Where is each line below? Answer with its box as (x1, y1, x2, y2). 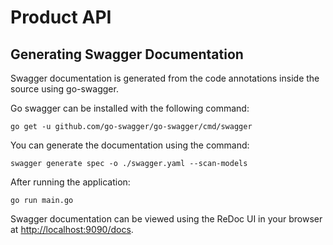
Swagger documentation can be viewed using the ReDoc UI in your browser (10, 213, 323, 225)
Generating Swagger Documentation (10, 46, 244, 63)
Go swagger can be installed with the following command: (10, 102, 250, 114)
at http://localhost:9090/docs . (10, 224, 134, 235)
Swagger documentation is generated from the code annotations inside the (10, 72, 320, 84)
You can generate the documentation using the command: (10, 139, 250, 151)
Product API (10, 6, 112, 29)
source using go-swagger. (10, 83, 119, 95)
